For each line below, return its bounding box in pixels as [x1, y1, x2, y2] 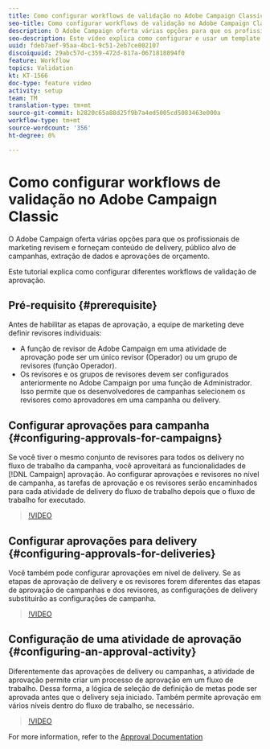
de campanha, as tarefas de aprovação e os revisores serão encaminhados [8, 478, 258, 488]
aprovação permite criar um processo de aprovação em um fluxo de [8, 675, 234, 685]
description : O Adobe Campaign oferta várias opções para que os [8, 27, 231, 35]
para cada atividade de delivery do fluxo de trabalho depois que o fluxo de [8, 487, 256, 496]
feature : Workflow [8, 57, 70, 65]
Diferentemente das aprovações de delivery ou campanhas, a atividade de [8, 666, 255, 676]
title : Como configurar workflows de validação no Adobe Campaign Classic [8, 11, 264, 20]
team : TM [8, 94, 38, 102]
